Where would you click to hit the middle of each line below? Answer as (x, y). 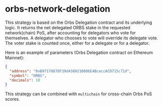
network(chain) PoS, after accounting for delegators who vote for (71, 33)
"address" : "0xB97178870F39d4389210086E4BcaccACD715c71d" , (71, 71)
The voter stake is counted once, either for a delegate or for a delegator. (77, 43)
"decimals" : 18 (25, 80)
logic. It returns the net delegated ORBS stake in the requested (68, 27)
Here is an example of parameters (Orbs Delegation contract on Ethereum (79, 53)
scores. (13, 99)
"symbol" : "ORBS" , (28, 76)
